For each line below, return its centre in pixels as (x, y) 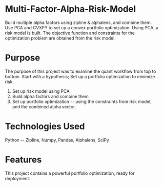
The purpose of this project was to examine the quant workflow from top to (81, 71)
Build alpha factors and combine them (50, 96)
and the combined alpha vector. (44, 106)
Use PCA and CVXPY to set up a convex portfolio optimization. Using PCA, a (82, 27)
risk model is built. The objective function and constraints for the (70, 33)
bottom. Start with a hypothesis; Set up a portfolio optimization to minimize (80, 76)
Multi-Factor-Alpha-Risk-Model (71, 9)
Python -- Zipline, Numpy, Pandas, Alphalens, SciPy (57, 140)
